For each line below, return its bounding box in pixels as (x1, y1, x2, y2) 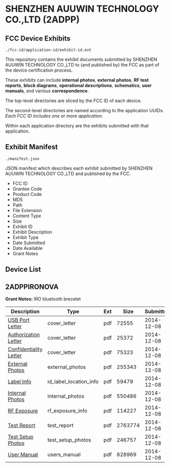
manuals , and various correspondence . (5, 88, 89, 94)
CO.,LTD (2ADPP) (5, 14, 80, 25)
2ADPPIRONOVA (5, 282, 59, 291)
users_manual (47, 451, 81, 458)
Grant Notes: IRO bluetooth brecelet (5, 296, 81, 302)
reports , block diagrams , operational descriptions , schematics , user (5, 82, 152, 88)
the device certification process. (5, 67, 73, 73)
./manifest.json (5, 156, 39, 161)
